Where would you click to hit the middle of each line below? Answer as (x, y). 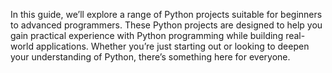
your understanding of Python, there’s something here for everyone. (150, 57)
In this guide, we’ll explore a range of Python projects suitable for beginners (166, 14)
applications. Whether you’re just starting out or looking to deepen (172, 46)
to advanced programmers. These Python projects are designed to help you (166, 25)
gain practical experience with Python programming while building (147, 35)
